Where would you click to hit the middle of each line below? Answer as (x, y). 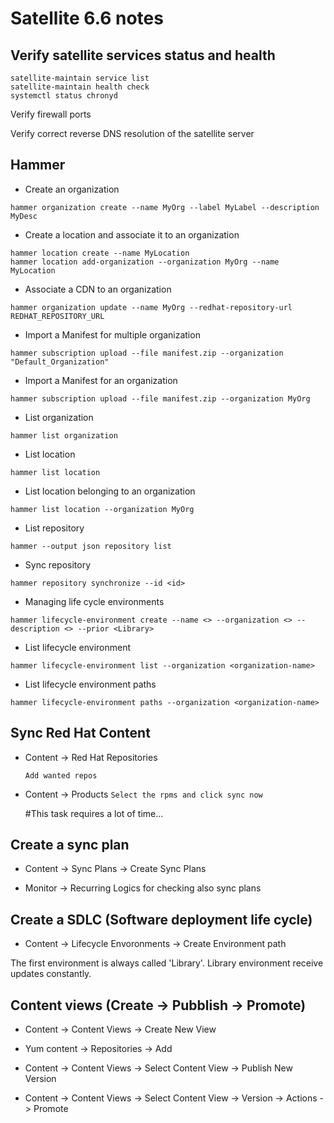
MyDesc (24, 216)
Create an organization (72, 189)
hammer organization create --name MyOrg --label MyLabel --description (165, 207)
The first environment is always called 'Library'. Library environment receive (167, 963)
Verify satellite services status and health (143, 55)
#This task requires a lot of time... (94, 813)
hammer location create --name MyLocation (100, 253)
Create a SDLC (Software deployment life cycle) (161, 919)
